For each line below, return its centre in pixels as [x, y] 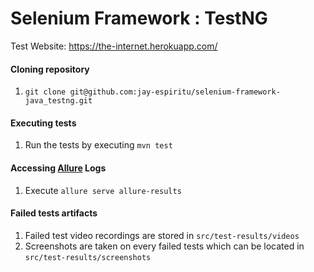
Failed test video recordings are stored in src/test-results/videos [162, 235]
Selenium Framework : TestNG [139, 18]
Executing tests [43, 123]
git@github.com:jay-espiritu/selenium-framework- [175, 92]
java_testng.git [58, 101]
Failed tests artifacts [54, 213]
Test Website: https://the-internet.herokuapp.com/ [114, 46]
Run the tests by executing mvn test [98, 145]
